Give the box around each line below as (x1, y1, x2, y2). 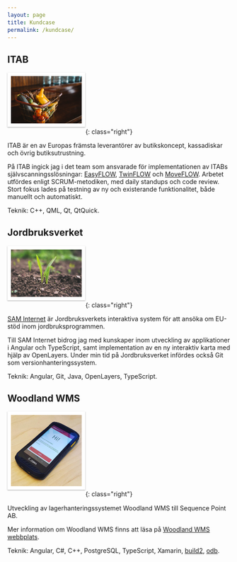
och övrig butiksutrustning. (7, 149, 86, 157)
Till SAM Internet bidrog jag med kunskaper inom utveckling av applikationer (7, 336, 231, 344)
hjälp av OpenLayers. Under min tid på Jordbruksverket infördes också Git (7, 350, 224, 359)
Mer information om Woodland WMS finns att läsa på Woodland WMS (7, 524, 210, 534)
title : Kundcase (7, 18, 55, 26)
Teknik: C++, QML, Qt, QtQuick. (7, 206, 100, 214)
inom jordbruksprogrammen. (21, 322, 105, 331)
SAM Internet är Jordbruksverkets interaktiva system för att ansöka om (7, 314, 214, 323)
